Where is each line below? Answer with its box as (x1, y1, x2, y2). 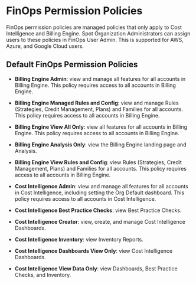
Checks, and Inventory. (14, 271, 71, 278)
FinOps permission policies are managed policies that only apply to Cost (6, 24, 182, 31)
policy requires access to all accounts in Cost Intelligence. (14, 195, 156, 202)
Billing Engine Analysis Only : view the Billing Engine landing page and (14, 141, 187, 148)
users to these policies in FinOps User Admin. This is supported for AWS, (6, 36, 184, 43)
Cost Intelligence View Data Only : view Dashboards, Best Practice (14, 265, 178, 272)
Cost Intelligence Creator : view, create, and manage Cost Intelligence (14, 218, 186, 225)
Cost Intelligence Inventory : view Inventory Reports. (14, 236, 143, 243)
